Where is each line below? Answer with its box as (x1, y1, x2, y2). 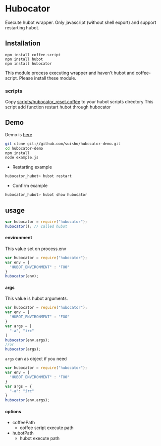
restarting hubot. (5, 24, 40, 30)
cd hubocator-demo (5, 146, 43, 151)
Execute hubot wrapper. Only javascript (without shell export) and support (5, 19, 157, 25)
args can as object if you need (5, 356, 67, 362)
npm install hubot (5, 57, 43, 62)
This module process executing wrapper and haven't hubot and (5, 70, 135, 76)
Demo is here (5, 131, 33, 137)
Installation (5, 39, 41, 48)
